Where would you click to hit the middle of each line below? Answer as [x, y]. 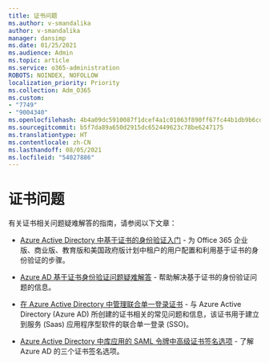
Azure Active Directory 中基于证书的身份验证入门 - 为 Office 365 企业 [134, 240]
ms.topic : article [39, 61]
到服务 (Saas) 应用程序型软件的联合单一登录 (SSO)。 [106, 325]
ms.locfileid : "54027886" [51, 157]
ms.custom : [26, 98]
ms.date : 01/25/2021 [43, 46]
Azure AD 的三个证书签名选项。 [72, 351]
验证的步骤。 [48, 260]
